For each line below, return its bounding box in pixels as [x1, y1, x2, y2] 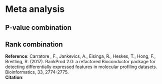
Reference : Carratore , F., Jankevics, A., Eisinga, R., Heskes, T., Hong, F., [5, 53, 156, 59]
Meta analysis [5, 3, 65, 15]
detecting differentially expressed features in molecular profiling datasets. [5, 64, 157, 70]
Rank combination [5, 40, 63, 48]
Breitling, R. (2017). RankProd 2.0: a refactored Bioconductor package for [5, 59, 156, 65]
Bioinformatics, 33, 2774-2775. [5, 69, 69, 75]
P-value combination [5, 23, 71, 32]
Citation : [5, 75, 23, 81]
